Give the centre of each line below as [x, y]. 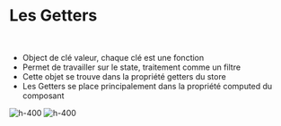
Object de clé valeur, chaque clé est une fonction [113, 57]
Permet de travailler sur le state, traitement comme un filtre [131, 67]
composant [43, 96]
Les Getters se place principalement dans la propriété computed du [147, 86]
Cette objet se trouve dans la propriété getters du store [124, 76]
